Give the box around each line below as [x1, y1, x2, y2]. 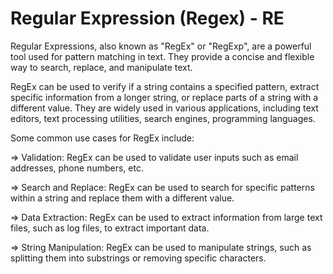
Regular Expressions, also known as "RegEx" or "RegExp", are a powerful [10, 40, 312, 52]
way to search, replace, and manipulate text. [10, 61, 193, 73]
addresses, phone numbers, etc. [10, 162, 144, 174]
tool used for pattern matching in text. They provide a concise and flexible [10, 50, 315, 62]
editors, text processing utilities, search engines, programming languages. [10, 112, 316, 124]
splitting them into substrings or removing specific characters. [10, 252, 267, 264]
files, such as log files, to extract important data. [10, 222, 210, 234]
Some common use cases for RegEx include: [10, 132, 195, 144]
